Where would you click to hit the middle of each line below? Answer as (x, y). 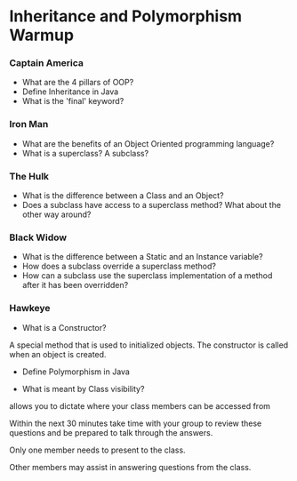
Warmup (41, 35)
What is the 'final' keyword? (73, 101)
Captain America (47, 63)
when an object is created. (58, 354)
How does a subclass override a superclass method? (119, 266)
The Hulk (29, 176)
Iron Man (29, 124)
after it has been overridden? (75, 285)
